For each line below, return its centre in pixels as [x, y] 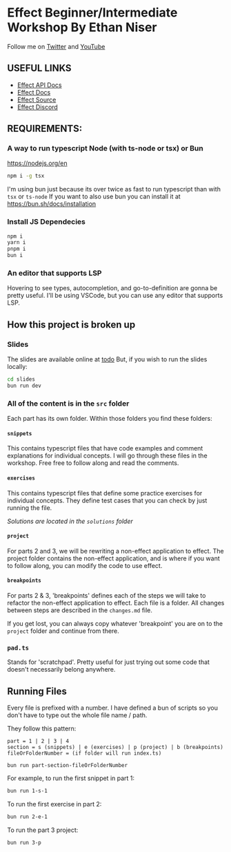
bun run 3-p [24, 842]
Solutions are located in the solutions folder [70, 521]
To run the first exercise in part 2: [54, 804]
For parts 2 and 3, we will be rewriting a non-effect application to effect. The [115, 551]
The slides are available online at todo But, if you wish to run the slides [107, 359]
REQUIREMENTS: [45, 129]
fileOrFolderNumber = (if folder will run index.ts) [84, 754]
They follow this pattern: [42, 729]
